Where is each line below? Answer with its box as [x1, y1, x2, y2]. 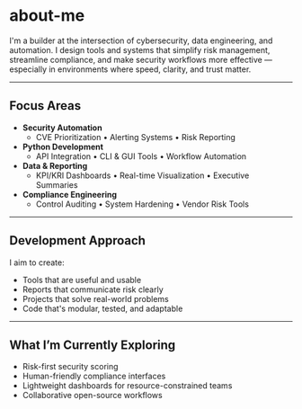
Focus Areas [9, 98, 82, 113]
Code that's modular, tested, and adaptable [22, 303, 183, 314]
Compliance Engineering [22, 189, 118, 200]
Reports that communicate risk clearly [22, 284, 164, 295]
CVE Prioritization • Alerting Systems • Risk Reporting [35, 131, 236, 142]
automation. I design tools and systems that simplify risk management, [9, 44, 271, 55]
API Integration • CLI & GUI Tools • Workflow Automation [35, 150, 247, 162]
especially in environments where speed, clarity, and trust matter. [9, 64, 252, 75]
